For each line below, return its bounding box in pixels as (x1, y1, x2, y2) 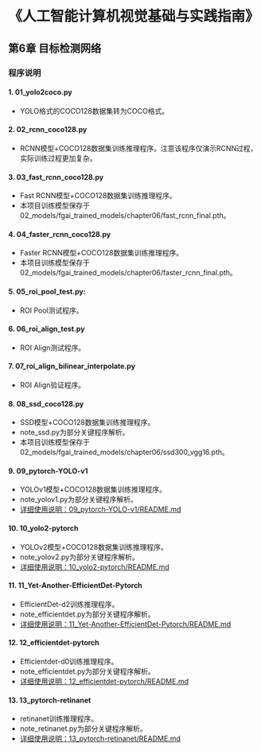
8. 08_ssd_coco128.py (8, 399, 84, 408)
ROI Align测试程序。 (19, 343, 86, 352)
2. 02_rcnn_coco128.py (8, 125, 88, 134)
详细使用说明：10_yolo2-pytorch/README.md (19, 562, 169, 571)
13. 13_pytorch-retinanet (8, 695, 92, 705)
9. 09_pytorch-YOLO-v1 (8, 466, 88, 476)
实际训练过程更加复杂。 (19, 153, 97, 163)
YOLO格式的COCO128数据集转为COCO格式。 (19, 106, 169, 115)
